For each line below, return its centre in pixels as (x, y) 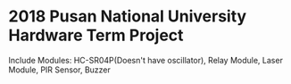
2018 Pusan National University (128, 17)
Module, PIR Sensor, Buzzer (59, 70)
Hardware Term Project (96, 35)
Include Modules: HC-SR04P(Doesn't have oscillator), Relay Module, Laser (145, 60)
